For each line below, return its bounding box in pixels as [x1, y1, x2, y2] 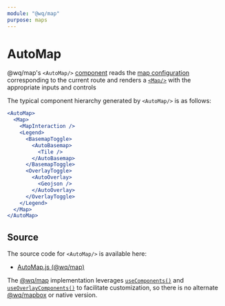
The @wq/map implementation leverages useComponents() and [7, 276, 184, 285]
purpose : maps [7, 17, 48, 23]
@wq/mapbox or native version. [7, 291, 98, 299]
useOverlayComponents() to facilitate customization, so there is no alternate [7, 283, 219, 292]
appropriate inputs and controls [7, 83, 96, 91]
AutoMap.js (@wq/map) [17, 263, 85, 272]
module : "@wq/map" [7, 10, 60, 17]
